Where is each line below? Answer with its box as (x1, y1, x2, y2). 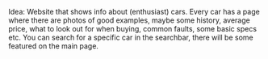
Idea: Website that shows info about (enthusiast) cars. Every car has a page (8, 7, 260, 16)
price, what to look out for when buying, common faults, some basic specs (8, 24, 257, 33)
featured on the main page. (8, 41, 99, 51)
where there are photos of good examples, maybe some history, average (8, 15, 250, 25)
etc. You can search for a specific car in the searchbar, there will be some (8, 32, 253, 42)
